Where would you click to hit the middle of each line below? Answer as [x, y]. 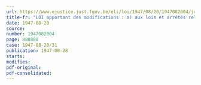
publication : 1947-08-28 [37, 51]
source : [16, 28]
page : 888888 [22, 40]
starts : [16, 56]
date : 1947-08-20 [28, 23]
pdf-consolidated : [29, 73]
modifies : [19, 62]
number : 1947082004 [31, 34]
